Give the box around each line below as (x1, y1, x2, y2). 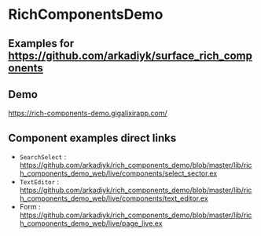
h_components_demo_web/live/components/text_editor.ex (19, 194, 208, 203)
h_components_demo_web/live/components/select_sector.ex (19, 169, 218, 178)
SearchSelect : (19, 152, 67, 162)
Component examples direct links (8, 131, 177, 144)
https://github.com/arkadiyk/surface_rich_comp (8, 49, 253, 62)
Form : (19, 202, 41, 212)
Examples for (8, 37, 75, 50)
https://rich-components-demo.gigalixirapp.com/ (8, 108, 167, 118)
